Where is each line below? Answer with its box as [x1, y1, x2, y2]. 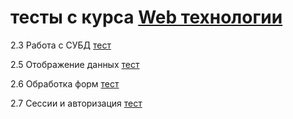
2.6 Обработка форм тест [10, 77, 120, 90]
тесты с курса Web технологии [10, 6, 283, 29]
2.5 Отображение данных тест [10, 58, 140, 70]
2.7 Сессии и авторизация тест [10, 97, 143, 109]
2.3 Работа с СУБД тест [10, 39, 112, 51]
